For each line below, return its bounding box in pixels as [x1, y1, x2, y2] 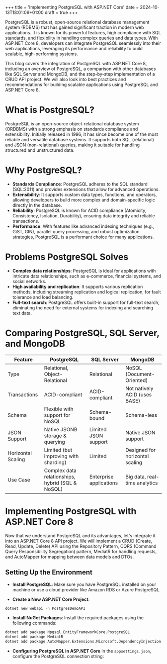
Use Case [7, 476, 31, 483]
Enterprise [89, 473, 114, 480]
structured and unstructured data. [5, 147, 75, 153]
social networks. [12, 278, 46, 284]
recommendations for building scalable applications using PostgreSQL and [5, 82, 158, 88]
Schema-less [125, 411, 158, 418]
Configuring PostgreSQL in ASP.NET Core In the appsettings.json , [12, 648, 152, 654]
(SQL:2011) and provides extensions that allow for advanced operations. [12, 186, 160, 192]
